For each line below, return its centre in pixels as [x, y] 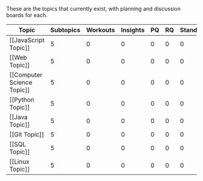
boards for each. [27, 15]
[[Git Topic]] [27, 134]
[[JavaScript [27, 40]
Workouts [101, 30]
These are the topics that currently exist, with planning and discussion [94, 9]
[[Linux [20, 161]
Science [21, 82]
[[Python [22, 100]
